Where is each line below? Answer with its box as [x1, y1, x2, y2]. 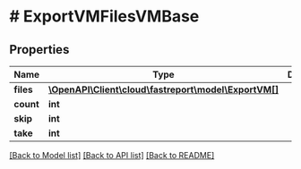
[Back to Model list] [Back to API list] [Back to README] [9, 150, 215, 160]
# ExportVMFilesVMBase [9, 6, 200, 27]
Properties [9, 42, 70, 57]
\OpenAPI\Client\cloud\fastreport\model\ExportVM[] [47, 83, 279, 96]
